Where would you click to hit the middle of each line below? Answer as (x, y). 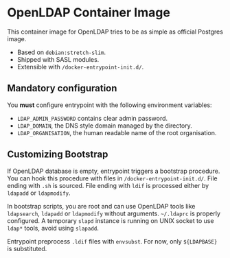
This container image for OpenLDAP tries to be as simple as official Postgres (115, 32)
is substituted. (27, 248)
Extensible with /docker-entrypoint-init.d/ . (80, 67)
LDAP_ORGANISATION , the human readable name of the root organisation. (117, 132)
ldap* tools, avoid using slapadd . (53, 228)
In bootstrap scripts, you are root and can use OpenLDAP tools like (101, 206)
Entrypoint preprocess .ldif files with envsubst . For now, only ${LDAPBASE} (112, 241)
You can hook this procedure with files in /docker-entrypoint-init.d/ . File (112, 178)
